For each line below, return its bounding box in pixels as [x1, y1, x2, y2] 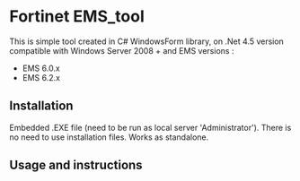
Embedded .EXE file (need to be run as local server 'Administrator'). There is [9, 122, 292, 133]
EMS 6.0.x [22, 63, 60, 73]
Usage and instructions [9, 158, 143, 173]
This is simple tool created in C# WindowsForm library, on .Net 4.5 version [9, 36, 285, 47]
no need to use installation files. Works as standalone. [9, 132, 209, 142]
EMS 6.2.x [22, 72, 61, 82]
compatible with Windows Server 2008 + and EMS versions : [9, 45, 234, 56]
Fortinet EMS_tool [9, 6, 146, 27]
